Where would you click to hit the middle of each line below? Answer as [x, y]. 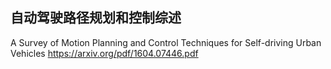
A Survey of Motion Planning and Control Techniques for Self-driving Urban [166, 42]
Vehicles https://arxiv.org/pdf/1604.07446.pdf [104, 53]
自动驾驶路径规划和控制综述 [96, 18]
